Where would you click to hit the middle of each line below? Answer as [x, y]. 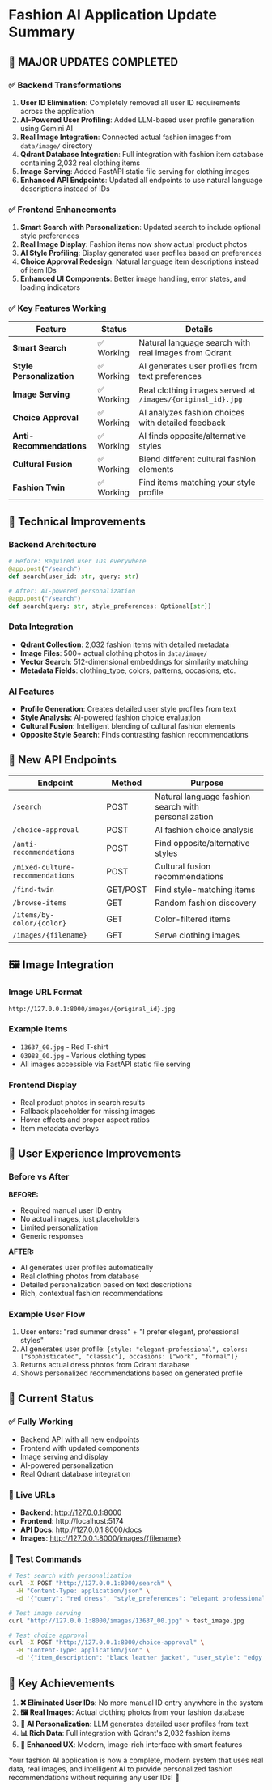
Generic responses [52, 1235]
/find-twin [33, 889]
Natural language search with [195, 343]
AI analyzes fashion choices [192, 413]
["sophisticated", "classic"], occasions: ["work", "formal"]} [129, 1357]
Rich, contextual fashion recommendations [91, 1293]
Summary [42, 32]
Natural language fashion [203, 797]
